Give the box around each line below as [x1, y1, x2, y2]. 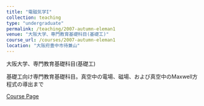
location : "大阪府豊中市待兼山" [6, 43, 80, 49]
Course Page [6, 92, 40, 100]
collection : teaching [6, 15, 62, 21]
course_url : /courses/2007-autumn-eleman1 [6, 37, 116, 43]
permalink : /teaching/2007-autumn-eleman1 [6, 25, 116, 32]
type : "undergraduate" [6, 20, 64, 26]
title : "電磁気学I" [6, 8, 52, 15]
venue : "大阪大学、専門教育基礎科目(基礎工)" [6, 31, 110, 38]
